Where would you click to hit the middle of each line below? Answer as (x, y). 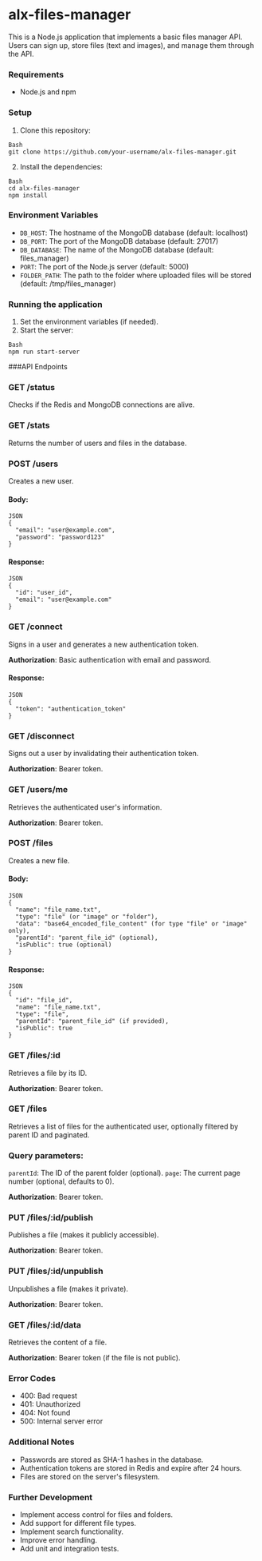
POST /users (33, 464)
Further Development (51, 1497)
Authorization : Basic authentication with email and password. (110, 659)
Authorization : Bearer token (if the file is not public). (94, 1358)
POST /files (31, 843)
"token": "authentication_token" (71, 709)
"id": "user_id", (44, 593)
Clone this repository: (55, 130)
